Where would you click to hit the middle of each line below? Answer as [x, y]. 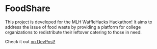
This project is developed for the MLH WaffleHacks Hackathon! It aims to [79, 22]
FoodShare [28, 8]
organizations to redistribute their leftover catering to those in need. [74, 32]
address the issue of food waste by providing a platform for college [73, 27]
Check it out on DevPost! [30, 41]
